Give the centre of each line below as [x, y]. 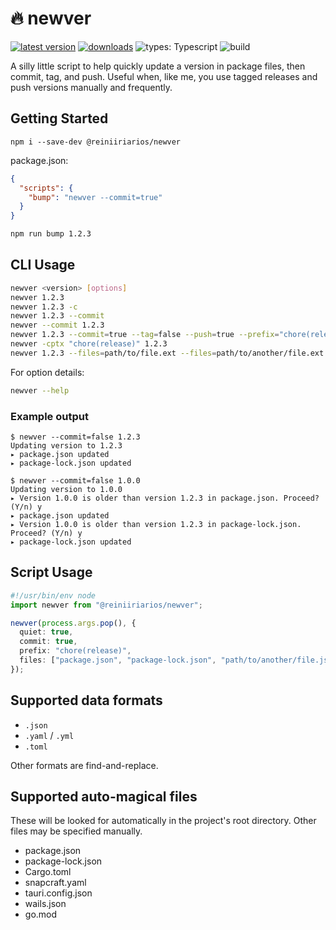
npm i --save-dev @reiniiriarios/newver [96, 142]
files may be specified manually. [76, 831]
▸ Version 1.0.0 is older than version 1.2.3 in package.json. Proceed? [165, 498]
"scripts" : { [46, 188]
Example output [49, 416]
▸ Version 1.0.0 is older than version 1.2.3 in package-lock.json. [156, 524]
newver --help [40, 390]
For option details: [47, 372]
